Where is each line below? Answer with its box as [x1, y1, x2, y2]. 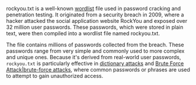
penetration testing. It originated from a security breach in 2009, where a [6, 11, 185, 18]
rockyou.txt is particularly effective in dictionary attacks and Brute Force [6, 60, 184, 67]
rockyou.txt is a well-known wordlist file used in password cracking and [6, 5, 181, 12]
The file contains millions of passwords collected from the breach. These [6, 41, 185, 48]
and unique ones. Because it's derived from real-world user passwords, [6, 54, 181, 60]
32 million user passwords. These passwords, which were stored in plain [6, 23, 184, 30]
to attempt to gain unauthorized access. [6, 73, 104, 79]
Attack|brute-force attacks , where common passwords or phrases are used [6, 66, 191, 73]
